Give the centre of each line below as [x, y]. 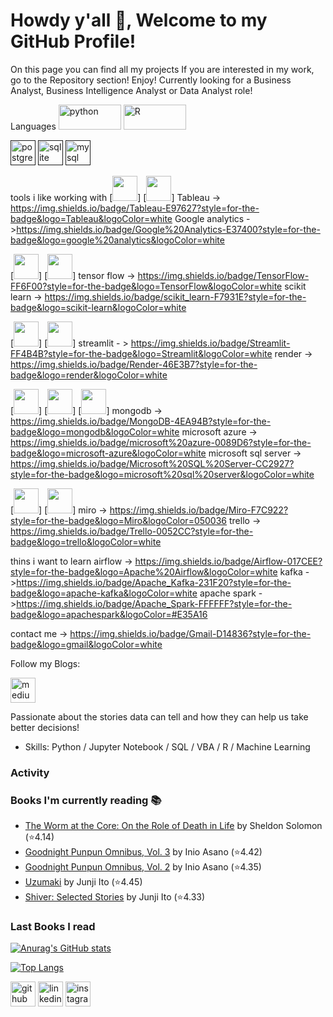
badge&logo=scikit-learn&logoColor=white [98, 307]
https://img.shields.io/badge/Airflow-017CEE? [228, 561]
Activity [30, 772]
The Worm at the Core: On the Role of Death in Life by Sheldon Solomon [173, 826]
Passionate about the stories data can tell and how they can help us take [159, 716]
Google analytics [209, 218]
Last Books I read [53, 927]
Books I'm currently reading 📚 [86, 800]
